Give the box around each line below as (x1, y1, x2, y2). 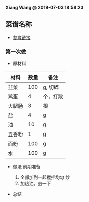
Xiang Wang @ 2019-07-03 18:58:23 (5, 5, 84, 10)
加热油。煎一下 (20, 181, 51, 187)
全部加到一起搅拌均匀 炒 (20, 174, 70, 180)
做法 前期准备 (12, 164, 41, 170)
